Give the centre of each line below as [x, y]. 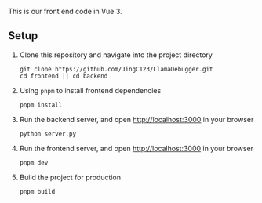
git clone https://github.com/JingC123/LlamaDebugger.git [116, 69]
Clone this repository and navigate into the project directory [116, 55]
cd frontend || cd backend [64, 76]
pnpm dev [34, 163]
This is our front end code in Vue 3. [65, 11]
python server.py [48, 134]
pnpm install [41, 105]
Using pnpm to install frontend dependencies [90, 90]
